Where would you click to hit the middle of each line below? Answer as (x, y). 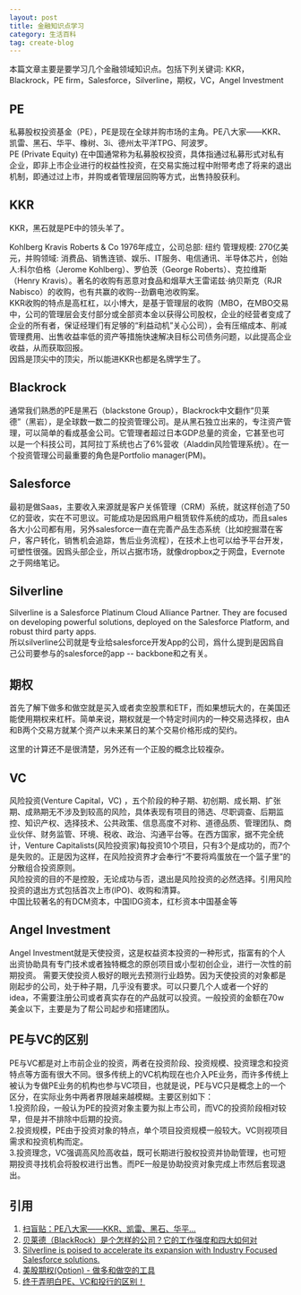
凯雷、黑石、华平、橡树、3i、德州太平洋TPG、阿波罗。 (111, 143)
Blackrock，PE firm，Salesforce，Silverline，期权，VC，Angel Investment (146, 81)
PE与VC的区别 (49, 1040)
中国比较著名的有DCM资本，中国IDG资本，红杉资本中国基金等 (124, 901)
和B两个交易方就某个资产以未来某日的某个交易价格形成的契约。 (126, 730)
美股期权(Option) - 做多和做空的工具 (89, 1270)
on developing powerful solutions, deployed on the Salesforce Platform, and (149, 622)
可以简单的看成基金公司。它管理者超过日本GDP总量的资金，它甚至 (147, 433)
